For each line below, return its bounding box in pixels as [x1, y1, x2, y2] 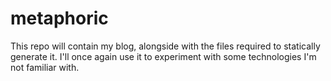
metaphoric [10, 7, 109, 30]
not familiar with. [10, 61, 80, 73]
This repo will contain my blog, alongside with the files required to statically [10, 40, 321, 52]
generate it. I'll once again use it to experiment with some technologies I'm [10, 50, 317, 62]
